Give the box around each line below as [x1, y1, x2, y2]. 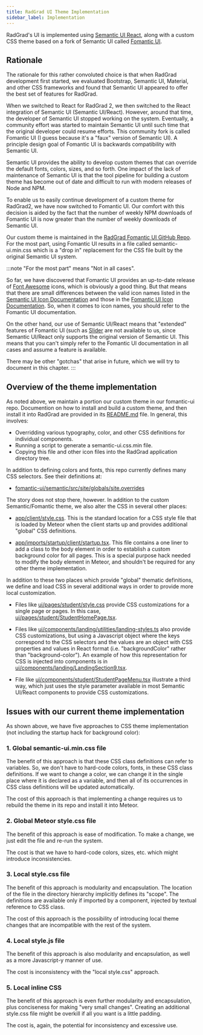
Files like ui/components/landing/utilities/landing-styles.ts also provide [14, 626, 191, 633]
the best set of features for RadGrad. [6, 90, 98, 97]
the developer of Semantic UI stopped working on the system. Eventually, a [6, 115, 194, 122]
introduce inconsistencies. [6, 855, 72, 862]
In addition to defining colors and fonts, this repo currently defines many [6, 467, 187, 474]
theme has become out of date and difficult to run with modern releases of [6, 178, 192, 185]
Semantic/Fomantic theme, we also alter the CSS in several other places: [6, 503, 187, 510]
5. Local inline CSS [6, 984, 62, 992]
